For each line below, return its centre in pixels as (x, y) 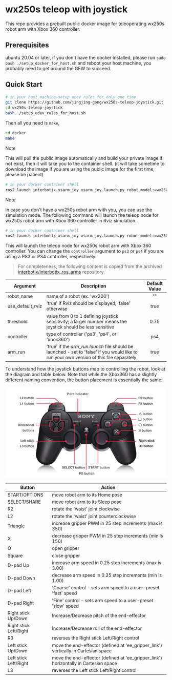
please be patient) (24, 174)
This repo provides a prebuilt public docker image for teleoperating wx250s (85, 24)
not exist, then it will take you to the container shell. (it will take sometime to (85, 163)
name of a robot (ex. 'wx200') (78, 296)
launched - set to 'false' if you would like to (92, 352)
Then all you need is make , (33, 123)
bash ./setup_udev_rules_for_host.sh (46, 113)
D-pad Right (21, 603)
